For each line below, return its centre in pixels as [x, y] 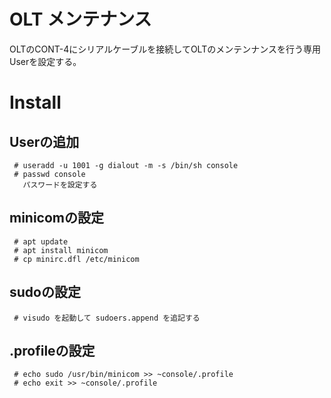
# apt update [41, 241]
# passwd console [49, 174]
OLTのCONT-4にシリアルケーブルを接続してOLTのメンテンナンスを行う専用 [165, 49]
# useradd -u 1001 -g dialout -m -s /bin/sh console [126, 165]
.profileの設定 [52, 350]
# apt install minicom [61, 250]
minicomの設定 [57, 218]
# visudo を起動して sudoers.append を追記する [107, 318]
